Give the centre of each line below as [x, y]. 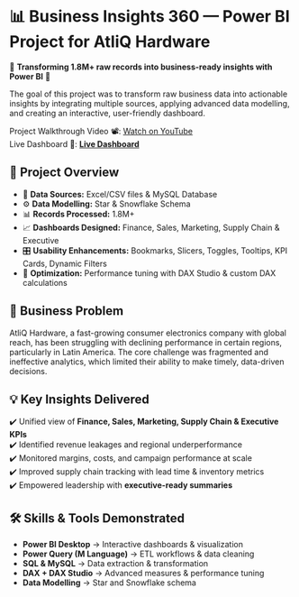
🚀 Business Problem [67, 311]
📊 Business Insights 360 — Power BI [149, 17]
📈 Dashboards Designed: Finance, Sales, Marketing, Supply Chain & [151, 227]
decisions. [28, 371]
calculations [45, 282]
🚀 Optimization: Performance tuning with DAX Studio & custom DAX [149, 273]
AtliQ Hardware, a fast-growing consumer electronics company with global [148, 333]
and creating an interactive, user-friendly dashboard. [107, 113]
